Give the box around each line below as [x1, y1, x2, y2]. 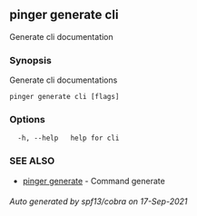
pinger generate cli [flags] [9, 93, 120, 102]
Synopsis [9, 54, 52, 66]
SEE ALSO [9, 154, 55, 167]
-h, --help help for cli [17, 133, 120, 143]
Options [9, 113, 45, 126]
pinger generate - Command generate [22, 175, 165, 186]
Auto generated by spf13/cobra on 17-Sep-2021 [9, 196, 188, 207]
